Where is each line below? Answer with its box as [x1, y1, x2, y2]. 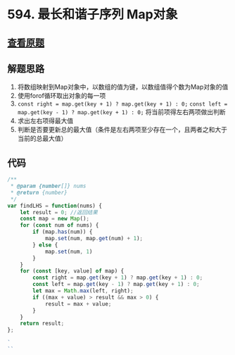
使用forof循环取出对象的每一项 [17, 92, 106, 100]
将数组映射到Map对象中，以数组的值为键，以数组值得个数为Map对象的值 [17, 82, 229, 92]
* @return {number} [10, 189, 68, 196]
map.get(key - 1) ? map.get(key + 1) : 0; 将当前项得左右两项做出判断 [17, 108, 227, 116]
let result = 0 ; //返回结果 [20, 208, 99, 216]
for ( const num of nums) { [20, 222, 99, 229]
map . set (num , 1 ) [44, 248, 93, 255]
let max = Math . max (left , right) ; [32, 287, 134, 294]
